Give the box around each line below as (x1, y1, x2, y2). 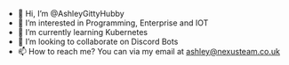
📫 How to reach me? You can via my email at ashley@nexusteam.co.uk (17, 47, 280, 56)
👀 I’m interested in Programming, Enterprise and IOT (17, 18, 209, 28)
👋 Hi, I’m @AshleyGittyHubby (17, 9, 124, 18)
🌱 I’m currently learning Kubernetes (17, 27, 149, 37)
